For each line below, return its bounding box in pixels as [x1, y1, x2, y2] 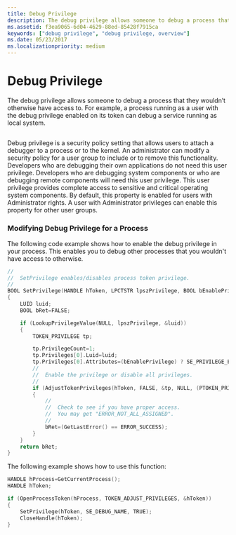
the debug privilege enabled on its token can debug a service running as [7, 111, 218, 119]
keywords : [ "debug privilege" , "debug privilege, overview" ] [7, 29, 190, 37]
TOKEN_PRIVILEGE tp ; [32, 332, 93, 340]
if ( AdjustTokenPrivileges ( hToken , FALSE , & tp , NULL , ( [32, 384, 199, 391]
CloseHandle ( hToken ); [20, 515, 83, 522]
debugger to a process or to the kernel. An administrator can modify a [7, 147, 210, 155]
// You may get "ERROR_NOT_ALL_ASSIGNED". [44, 411, 174, 418]
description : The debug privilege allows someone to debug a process [7, 17, 216, 24]
